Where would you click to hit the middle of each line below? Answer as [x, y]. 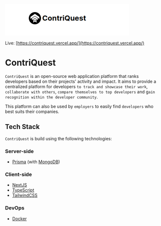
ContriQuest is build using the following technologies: [58, 138]
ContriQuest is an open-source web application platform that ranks [72, 76]
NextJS [19, 185]
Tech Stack [22, 127]
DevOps [15, 208]
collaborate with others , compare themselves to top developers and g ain [80, 92]
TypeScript [23, 190]
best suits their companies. [32, 112]
